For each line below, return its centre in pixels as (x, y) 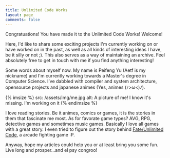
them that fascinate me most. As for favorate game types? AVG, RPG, (78, 118)
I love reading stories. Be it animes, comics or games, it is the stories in (80, 113)
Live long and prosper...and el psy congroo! (51, 150)
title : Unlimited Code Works (36, 10)
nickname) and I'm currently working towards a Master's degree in (76, 76)
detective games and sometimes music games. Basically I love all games (82, 124)
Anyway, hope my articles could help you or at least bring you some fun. (82, 145)
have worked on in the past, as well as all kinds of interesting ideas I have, (83, 50)
